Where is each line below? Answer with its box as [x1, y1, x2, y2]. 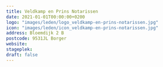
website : [6, 41, 28, 47]
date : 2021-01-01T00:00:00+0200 [6, 14, 85, 20]
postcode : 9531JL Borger [6, 36, 67, 41]
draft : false [6, 52, 38, 58]
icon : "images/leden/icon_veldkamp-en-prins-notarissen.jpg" [6, 24, 159, 31]
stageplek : [6, 47, 33, 52]
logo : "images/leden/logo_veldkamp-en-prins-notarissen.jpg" [6, 19, 159, 25]
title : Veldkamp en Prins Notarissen [6, 8, 99, 15]
